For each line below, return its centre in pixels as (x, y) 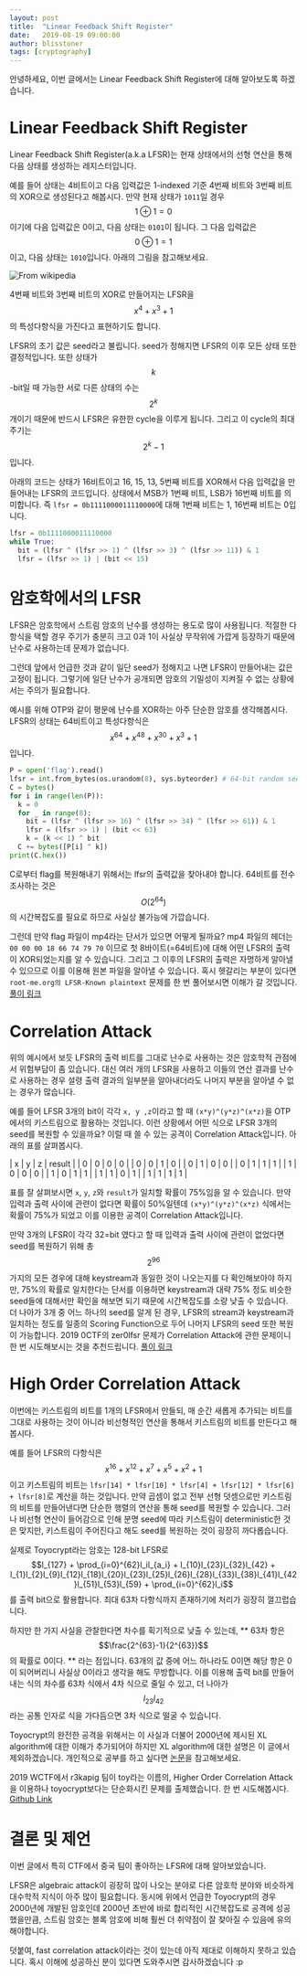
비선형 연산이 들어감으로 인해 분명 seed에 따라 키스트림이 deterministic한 (150, 1519)
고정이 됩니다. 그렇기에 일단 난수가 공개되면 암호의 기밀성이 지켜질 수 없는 (140, 679)
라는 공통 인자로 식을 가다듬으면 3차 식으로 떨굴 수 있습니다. (116, 1716)
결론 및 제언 (50, 1839)
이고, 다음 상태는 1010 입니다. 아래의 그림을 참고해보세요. (109, 258)
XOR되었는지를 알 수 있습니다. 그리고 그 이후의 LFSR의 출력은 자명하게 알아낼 (156, 960)
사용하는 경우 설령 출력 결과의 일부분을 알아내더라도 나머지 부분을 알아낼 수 (152, 1080)
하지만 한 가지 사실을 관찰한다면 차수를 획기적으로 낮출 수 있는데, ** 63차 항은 (147, 1630)
